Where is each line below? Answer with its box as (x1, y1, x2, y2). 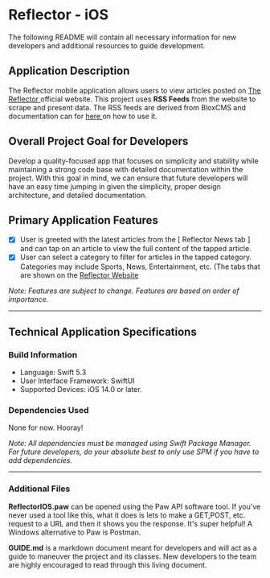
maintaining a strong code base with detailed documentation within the (8, 164, 243, 174)
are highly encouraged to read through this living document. (8, 559, 207, 569)
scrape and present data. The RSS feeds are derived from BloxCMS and (8, 102, 247, 112)
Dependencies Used (8, 405, 90, 416)
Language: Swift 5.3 (19, 368, 87, 378)
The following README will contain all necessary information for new (8, 32, 237, 42)
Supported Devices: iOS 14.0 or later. (19, 385, 142, 394)
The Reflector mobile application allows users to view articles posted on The (8, 85, 261, 95)
